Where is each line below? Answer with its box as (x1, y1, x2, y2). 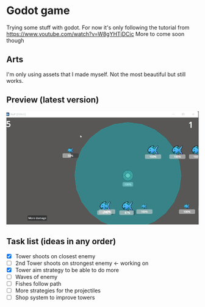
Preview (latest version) (6, 95, 99, 105)
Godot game (6, 4, 70, 18)
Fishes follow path (15, 280, 62, 287)
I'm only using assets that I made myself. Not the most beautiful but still (6, 71, 186, 78)
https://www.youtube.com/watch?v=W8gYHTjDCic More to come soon (6, 30, 185, 37)
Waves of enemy (15, 273, 58, 280)
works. (6, 77, 24, 84)
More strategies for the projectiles (15, 287, 101, 294)
